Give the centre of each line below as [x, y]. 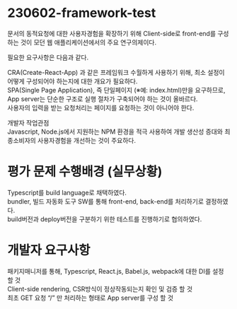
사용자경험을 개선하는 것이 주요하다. [87, 140]
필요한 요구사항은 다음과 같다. [48, 57]
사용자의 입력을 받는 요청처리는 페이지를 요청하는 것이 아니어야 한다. [101, 107]
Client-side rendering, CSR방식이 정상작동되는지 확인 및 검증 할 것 [100, 288]
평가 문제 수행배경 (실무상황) [85, 172]
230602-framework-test [82, 13]
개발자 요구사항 [49, 251]
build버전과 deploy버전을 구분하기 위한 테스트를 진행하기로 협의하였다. [105, 219]
